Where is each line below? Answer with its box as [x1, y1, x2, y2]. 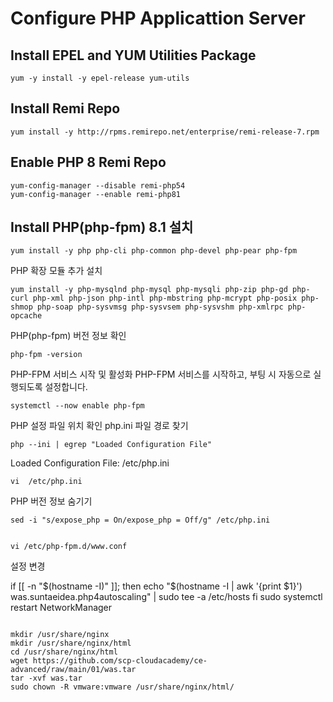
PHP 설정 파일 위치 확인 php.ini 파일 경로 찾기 [10, 420, 189, 432]
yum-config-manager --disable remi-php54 [10, 180, 186, 191]
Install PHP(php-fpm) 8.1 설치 [10, 219, 194, 236]
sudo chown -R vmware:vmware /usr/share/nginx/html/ [10, 682, 235, 692]
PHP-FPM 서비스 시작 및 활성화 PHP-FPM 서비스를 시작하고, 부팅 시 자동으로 [10, 368, 312, 381]
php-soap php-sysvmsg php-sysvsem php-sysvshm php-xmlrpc [36, 302, 284, 312]
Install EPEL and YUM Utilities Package [10, 47, 257, 64]
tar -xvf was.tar [10, 673, 83, 684]
